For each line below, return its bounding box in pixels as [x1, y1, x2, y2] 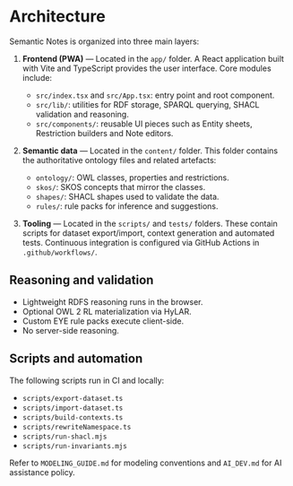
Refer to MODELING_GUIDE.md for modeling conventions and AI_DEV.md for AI [9, 457, 282, 468]
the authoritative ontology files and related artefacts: [22, 154, 217, 165]
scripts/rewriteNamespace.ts [22, 422, 132, 431]
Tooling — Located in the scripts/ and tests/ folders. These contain [22, 218, 278, 229]
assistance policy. [9, 466, 76, 477]
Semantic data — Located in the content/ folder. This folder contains [22, 145, 279, 156]
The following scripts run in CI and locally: [9, 375, 165, 386]
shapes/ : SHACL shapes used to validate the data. [35, 191, 220, 202]
